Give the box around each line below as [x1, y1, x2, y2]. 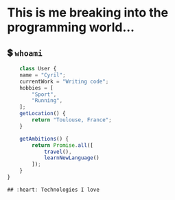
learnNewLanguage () [43, 154, 100, 161]
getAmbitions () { [19, 135, 69, 142]
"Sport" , [32, 91, 57, 98]
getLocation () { [19, 110, 67, 117]
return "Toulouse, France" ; [32, 117, 112, 123]
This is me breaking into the [7, 5, 169, 21]
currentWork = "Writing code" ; [19, 78, 109, 85]
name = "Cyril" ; [19, 71, 67, 79]
